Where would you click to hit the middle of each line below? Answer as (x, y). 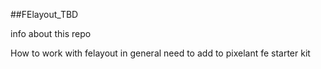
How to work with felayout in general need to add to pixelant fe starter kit (160, 53)
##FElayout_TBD (44, 14)
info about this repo (51, 33)
